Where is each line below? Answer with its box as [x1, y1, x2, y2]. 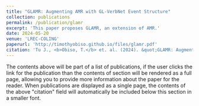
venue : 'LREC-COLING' [6, 36, 60, 42]
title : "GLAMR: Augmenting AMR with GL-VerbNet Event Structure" [6, 8, 171, 15]
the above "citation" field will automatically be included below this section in [6, 88, 192, 95]
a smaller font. [6, 94, 41, 101]
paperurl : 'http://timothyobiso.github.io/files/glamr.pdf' [6, 42, 158, 48]
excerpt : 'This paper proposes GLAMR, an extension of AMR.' [6, 25, 161, 31]
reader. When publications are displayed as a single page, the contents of [6, 82, 186, 89]
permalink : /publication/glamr [6, 19, 84, 25]
